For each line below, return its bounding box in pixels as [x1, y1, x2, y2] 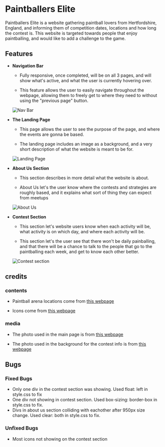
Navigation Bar [12, 63, 44, 68]
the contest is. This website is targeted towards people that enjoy [5, 30, 138, 36]
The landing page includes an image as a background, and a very [19, 141, 153, 147]
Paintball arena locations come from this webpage [12, 298, 114, 304]
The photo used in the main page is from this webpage [12, 331, 124, 337]
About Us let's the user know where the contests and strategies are [19, 184, 157, 190]
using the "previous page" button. [19, 97, 89, 103]
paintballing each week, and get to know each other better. [19, 249, 139, 255]
